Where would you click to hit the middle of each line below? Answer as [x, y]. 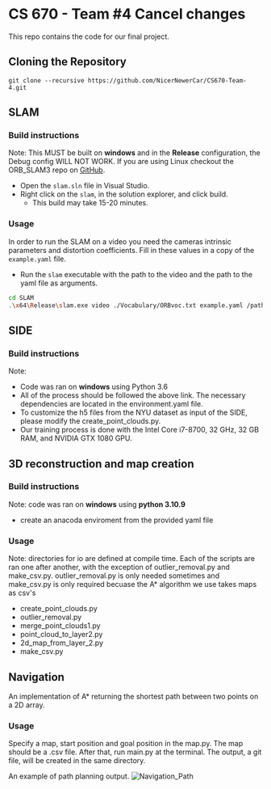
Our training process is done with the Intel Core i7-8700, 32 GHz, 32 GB [140, 430]
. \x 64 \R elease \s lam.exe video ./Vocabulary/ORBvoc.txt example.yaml [126, 305]
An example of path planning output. [69, 776]
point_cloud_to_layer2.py [61, 635]
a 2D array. [27, 705]
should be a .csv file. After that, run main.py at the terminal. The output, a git [135, 752]
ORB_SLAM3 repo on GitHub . [57, 170]
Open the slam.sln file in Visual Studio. [85, 186]
